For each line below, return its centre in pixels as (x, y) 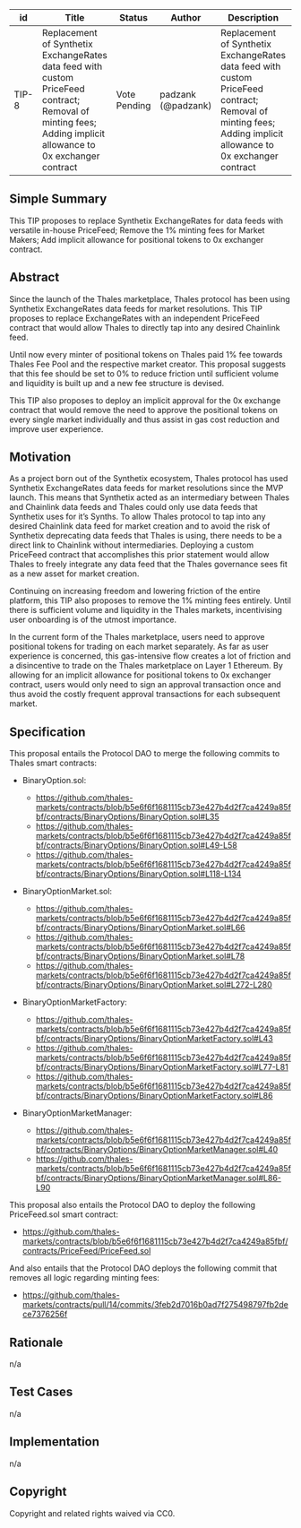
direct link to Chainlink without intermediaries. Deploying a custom (132, 545)
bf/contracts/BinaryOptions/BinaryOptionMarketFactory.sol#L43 (154, 1039)
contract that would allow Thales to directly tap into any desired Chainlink (145, 327)
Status (133, 17)
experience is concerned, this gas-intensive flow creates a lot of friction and (150, 656)
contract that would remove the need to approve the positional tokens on (144, 410)
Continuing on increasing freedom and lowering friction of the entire (135, 591)
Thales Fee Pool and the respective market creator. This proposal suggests (148, 364)
